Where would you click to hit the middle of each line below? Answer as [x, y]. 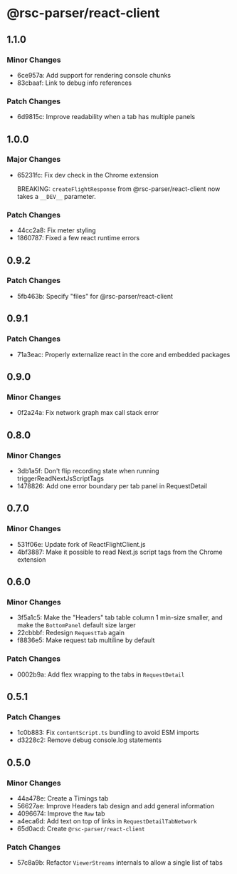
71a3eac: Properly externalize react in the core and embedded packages [123, 354]
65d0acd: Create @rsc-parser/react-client [81, 828]
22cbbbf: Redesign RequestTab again [71, 633]
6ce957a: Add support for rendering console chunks [94, 75]
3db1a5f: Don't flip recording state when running [88, 471]
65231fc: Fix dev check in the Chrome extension [88, 175]
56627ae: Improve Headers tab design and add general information [116, 806]
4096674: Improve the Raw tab [61, 813]
